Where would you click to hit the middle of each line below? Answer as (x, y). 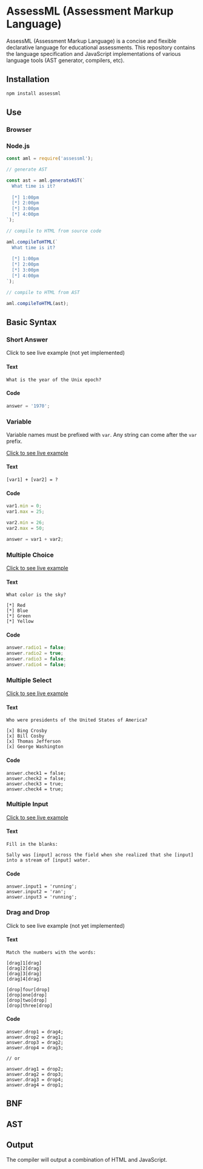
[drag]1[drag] (24, 963)
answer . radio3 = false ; (36, 659)
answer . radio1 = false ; (36, 648)
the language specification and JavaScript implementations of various (94, 53)
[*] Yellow (20, 622)
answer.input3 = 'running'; (42, 897)
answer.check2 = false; (36, 778)
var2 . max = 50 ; (25, 528)
